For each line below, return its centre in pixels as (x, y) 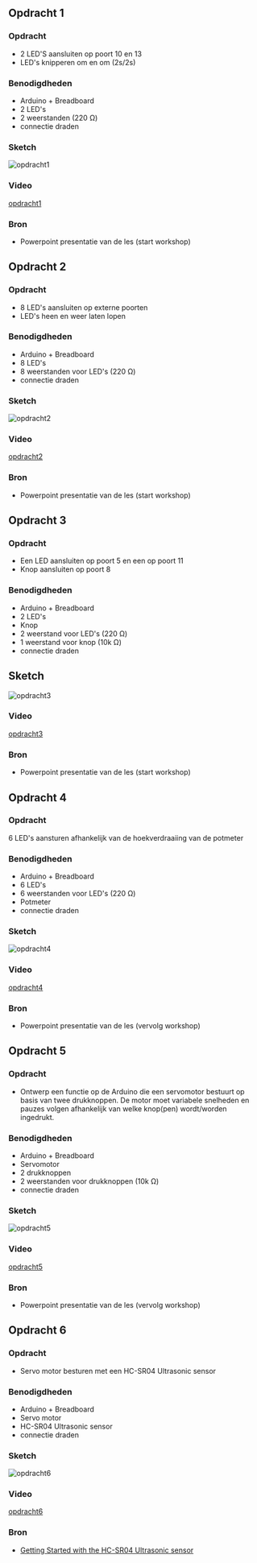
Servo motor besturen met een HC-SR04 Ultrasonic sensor (118, 1371)
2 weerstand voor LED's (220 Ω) (74, 633)
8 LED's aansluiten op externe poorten (84, 307)
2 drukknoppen (46, 1172)
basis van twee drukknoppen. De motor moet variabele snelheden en (135, 1100)
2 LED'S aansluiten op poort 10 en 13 (81, 54)
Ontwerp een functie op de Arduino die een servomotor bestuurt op (132, 1091)
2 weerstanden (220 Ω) (59, 118)
